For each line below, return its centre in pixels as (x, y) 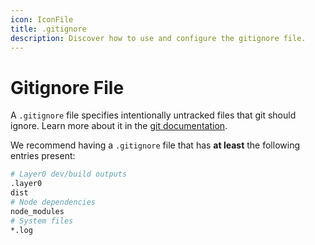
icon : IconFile (42, 19)
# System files (42, 221)
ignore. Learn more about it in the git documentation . (119, 126)
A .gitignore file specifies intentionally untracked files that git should (153, 115)
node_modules (37, 211)
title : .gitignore (48, 29)
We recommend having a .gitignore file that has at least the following (155, 145)
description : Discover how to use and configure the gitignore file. (158, 38)
